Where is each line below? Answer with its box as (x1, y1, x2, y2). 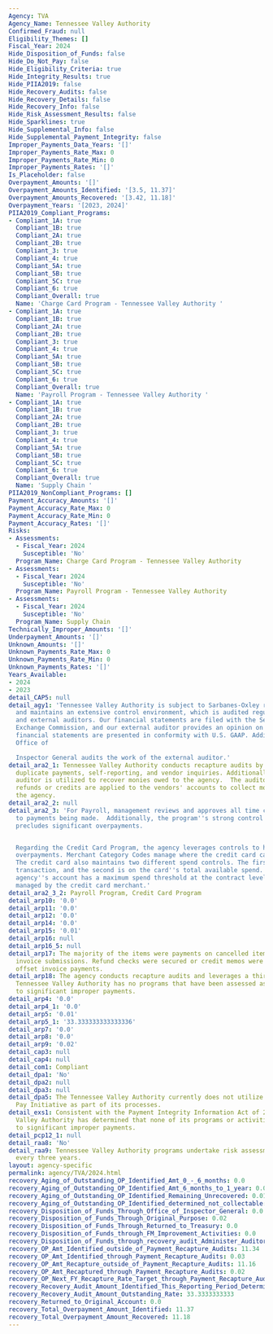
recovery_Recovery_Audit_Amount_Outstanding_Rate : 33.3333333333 (8, 1290, 234, 1299)
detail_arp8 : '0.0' (8, 1033, 75, 1041)
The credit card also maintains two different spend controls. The (15, 858, 249, 867)
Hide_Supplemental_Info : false (8, 125, 115, 134)
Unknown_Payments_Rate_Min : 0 (8, 656, 111, 664)
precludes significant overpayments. (15, 822, 144, 830)
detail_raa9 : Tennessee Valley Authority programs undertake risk (8, 1146, 238, 1155)
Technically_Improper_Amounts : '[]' (8, 625, 132, 634)
